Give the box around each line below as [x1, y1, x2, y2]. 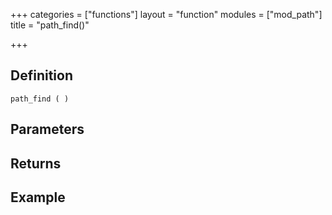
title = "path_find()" [10, 19, 90, 31]
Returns [10, 155, 62, 172]
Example [10, 189, 66, 206]
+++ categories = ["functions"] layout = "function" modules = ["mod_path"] [10, 9, 323, 20]
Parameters [10, 121, 85, 138]
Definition [10, 67, 73, 84]
